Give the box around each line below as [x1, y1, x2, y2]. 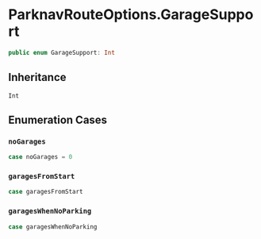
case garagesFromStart [8, 188, 83, 196]
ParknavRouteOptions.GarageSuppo [8, 6, 254, 24]
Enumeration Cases [8, 114, 108, 127]
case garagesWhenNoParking [8, 222, 98, 231]
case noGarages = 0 [8, 153, 73, 161]
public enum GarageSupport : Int [8, 48, 115, 56]
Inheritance [8, 71, 67, 84]
